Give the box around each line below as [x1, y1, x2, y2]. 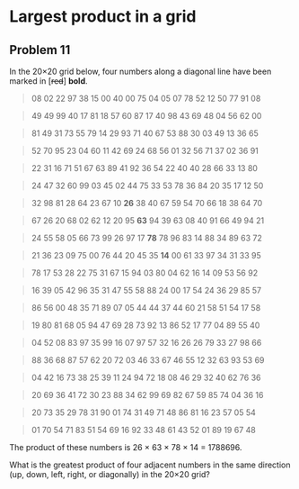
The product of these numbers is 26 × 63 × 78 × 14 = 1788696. [9, 442, 242, 452]
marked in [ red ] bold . [9, 76, 88, 86]
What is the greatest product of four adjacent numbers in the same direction [9, 459, 291, 470]
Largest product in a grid [9, 6, 197, 27]
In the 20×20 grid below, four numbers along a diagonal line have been [9, 66, 272, 77]
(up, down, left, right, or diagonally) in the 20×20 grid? [9, 469, 211, 479]
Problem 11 [9, 42, 71, 58]
